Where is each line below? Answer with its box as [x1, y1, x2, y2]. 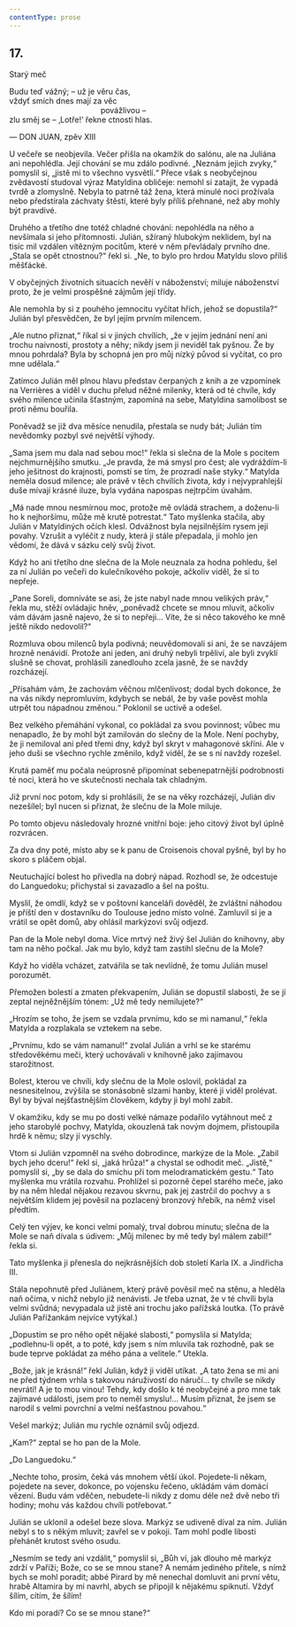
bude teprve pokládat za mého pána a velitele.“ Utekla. [9, 1348, 209, 1359]
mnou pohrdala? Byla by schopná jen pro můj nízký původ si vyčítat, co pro [9, 349, 283, 359]
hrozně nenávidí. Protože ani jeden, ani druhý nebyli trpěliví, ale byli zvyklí [9, 648, 278, 659]
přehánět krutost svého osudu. [9, 1536, 121, 1546]
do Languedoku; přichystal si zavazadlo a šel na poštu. [9, 881, 209, 891]
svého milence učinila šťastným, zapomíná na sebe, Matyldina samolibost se [9, 395, 288, 405]
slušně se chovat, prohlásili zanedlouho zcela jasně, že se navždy [9, 657, 249, 668]
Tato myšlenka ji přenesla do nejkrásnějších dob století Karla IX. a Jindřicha [9, 1258, 284, 1268]
